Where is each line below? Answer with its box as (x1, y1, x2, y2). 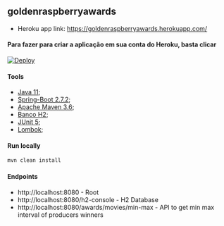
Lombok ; (17, 125, 44, 134)
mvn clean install (7, 157, 61, 164)
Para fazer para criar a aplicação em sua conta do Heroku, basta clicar (7, 40, 217, 49)
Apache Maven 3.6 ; (17, 103, 75, 111)
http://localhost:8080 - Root (17, 188, 99, 196)
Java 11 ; (17, 88, 41, 96)
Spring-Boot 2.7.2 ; (17, 95, 71, 104)
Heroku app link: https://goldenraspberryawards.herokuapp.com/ (17, 24, 208, 32)
